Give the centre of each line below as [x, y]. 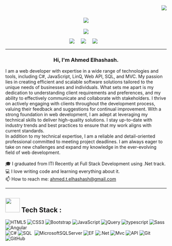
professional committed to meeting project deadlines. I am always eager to [84, 142]
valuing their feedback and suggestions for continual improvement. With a [83, 109]
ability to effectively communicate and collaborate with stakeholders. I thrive [86, 98]
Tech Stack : [41, 210]
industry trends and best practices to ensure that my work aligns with [79, 125]
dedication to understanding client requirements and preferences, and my [83, 93]
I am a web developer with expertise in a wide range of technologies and [82, 71]
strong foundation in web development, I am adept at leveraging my [77, 115]
